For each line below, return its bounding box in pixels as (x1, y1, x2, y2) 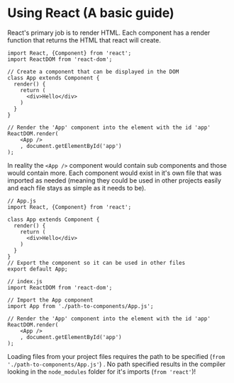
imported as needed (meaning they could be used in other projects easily (7, 176, 222, 185)
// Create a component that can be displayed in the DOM (7, 68, 179, 75)
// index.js (7, 278, 43, 285)
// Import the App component (7, 296, 94, 304)
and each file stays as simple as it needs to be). (7, 183, 147, 192)
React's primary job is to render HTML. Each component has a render (7, 28, 211, 37)
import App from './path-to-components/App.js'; (7, 302, 154, 309)
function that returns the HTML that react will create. (7, 35, 161, 44)
